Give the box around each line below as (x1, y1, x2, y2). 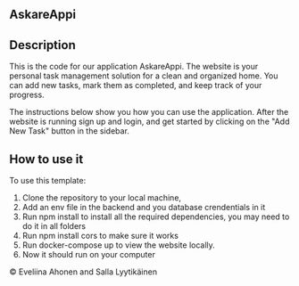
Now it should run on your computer (21, 249, 156, 260)
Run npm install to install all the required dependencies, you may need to (21, 211, 290, 222)
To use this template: (9, 176, 87, 186)
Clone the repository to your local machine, (21, 192, 181, 203)
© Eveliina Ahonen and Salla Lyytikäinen (9, 266, 158, 277)
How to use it (9, 151, 84, 167)
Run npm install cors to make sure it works (21, 231, 179, 241)
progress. (9, 89, 45, 101)
